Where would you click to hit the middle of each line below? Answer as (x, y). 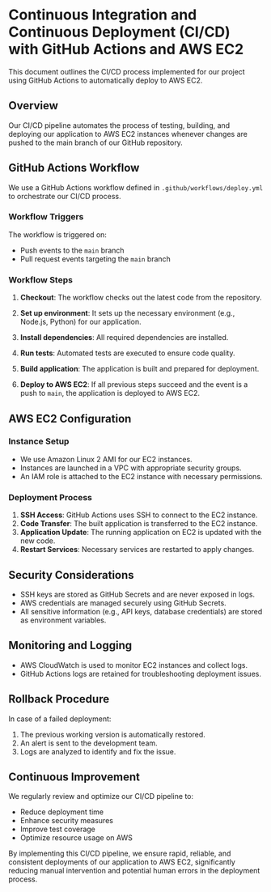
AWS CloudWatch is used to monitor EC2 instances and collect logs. (134, 665)
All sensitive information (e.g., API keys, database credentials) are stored (141, 611)
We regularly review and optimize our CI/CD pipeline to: (101, 796)
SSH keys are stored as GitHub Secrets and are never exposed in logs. (138, 594)
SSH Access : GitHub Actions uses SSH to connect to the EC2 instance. (139, 515)
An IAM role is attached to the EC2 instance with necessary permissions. (141, 476)
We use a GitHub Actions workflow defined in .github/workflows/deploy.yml (136, 187)
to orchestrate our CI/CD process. (65, 196)
